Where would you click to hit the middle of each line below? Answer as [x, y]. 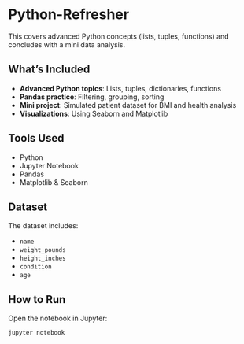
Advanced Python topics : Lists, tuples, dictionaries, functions [120, 88]
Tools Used [36, 138]
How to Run [37, 300]
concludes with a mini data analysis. [67, 44]
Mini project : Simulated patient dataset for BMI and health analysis [128, 105]
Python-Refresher [69, 15]
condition [36, 267]
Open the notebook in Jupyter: [58, 318]
